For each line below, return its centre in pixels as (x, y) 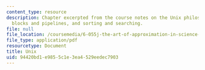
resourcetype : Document (37, 46)
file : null (20, 29)
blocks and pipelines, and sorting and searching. (77, 23)
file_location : (26, 35)
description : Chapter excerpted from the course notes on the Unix (94, 18)
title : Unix (21, 52)
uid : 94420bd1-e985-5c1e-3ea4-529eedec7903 (63, 57)
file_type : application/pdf (42, 40)
